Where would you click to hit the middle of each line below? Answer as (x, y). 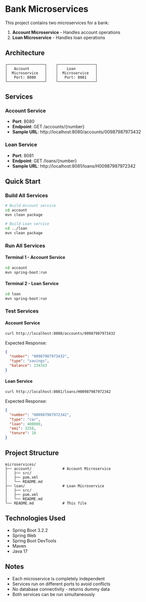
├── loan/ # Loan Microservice (55, 486)
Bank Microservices (47, 9)
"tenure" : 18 (23, 433)
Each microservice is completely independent (58, 578)
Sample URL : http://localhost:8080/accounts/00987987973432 (77, 132)
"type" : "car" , (25, 419)
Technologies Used (35, 518)
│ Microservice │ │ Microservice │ (51, 73)
